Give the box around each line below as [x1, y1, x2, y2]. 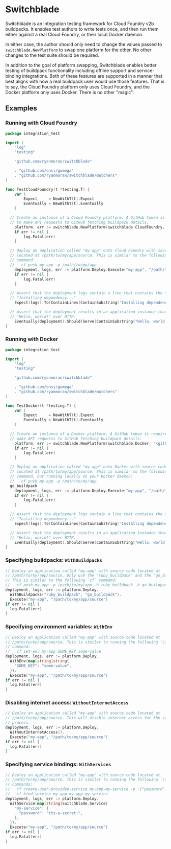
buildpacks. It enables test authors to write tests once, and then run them [5, 26, 159, 32]
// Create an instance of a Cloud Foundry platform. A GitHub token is [10, 215, 165, 220]
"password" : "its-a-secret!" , [18, 810, 83, 816]
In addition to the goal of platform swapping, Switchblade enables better [5, 62, 157, 68]
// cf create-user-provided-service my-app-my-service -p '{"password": [5, 787, 167, 792]
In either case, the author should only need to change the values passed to [5, 41, 162, 47]
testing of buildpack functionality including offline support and [5, 67, 136, 74]
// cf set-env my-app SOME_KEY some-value [5, 649, 101, 654]
